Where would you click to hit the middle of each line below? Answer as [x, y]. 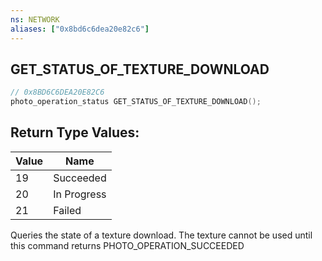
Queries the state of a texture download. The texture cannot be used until [161, 235]
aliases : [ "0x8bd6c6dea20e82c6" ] [80, 29]
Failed [67, 210]
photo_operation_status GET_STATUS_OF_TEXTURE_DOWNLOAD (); [136, 102]
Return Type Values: [75, 132]
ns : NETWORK [35, 19]
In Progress [80, 194]
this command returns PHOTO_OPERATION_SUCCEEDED [127, 245]
